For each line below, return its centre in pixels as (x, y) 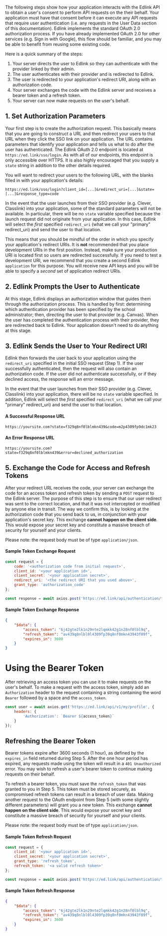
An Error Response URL (30, 438)
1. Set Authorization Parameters (55, 116)
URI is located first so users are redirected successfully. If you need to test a (83, 255)
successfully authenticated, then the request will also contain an (71, 369)
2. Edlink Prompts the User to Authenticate (73, 287)
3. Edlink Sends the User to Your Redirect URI (76, 346)
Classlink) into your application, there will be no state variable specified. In (82, 394)
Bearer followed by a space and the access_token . (56, 698)
